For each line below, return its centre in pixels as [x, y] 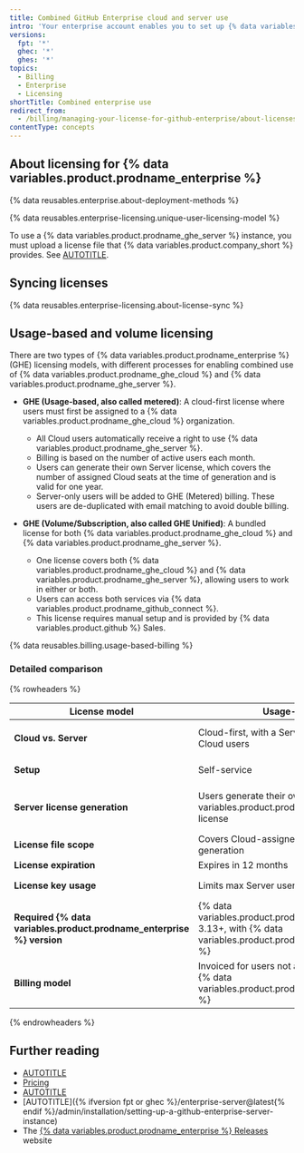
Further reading [54, 1051]
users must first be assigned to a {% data [100, 411]
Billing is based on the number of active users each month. [146, 458]
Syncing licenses [59, 283]
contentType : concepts [52, 128]
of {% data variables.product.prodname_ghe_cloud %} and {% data [135, 375]
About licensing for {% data [89, 164]
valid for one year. [70, 487]
